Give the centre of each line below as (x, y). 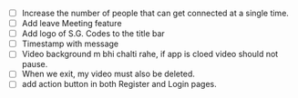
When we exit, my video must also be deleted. (108, 74)
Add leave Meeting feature (72, 24)
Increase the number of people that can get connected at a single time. (155, 13)
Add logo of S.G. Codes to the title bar (93, 34)
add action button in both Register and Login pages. (119, 84)
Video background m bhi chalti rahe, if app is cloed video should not (150, 54)
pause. (35, 64)
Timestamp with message (70, 44)
